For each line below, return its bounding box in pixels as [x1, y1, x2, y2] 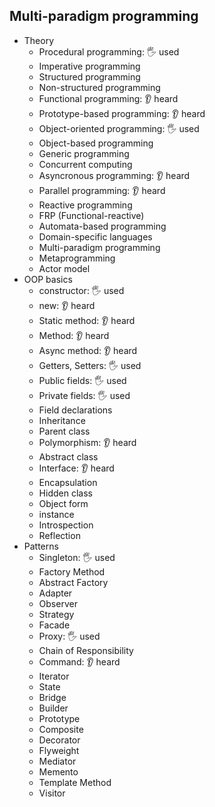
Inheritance [38, 414, 86, 426]
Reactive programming [38, 199, 133, 211]
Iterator [38, 670, 70, 682]
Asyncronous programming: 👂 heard [38, 169, 191, 181]
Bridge [38, 691, 67, 703]
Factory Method [38, 565, 106, 578]
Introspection [38, 519, 94, 531]
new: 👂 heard [38, 299, 96, 311]
